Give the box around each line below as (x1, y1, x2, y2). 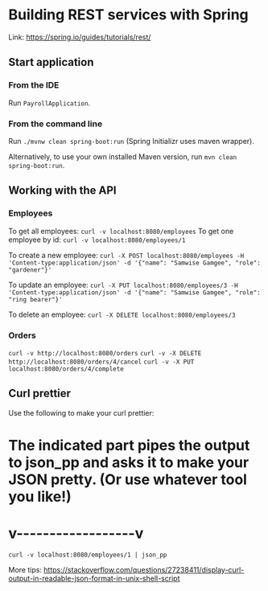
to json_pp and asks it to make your (8, 453, 249, 471)
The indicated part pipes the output (8, 436, 250, 454)
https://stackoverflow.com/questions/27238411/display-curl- (43, 564, 245, 574)
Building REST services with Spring (8, 6, 249, 24)
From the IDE (8, 80, 60, 91)
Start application (8, 55, 94, 69)
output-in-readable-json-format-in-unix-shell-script (8, 573, 180, 583)
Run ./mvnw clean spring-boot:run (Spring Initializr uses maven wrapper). (8, 136, 255, 146)
